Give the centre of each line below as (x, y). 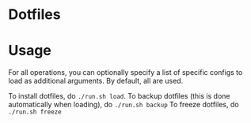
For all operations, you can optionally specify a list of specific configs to (125, 73)
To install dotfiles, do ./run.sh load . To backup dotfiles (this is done (119, 96)
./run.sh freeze (35, 112)
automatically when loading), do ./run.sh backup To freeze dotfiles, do (124, 105)
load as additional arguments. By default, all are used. (96, 81)
